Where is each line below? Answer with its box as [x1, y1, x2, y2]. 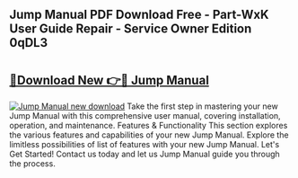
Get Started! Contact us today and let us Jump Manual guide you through [9, 148, 280, 159]
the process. [9, 158, 56, 169]
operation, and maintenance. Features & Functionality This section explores [9, 120, 288, 130]
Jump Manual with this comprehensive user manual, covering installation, [9, 111, 281, 120]
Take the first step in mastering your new [127, 101, 278, 111]
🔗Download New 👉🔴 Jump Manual [9, 72, 209, 88]
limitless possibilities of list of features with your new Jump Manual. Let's [9, 139, 280, 149]
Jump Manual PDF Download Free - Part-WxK [9, 7, 269, 22]
